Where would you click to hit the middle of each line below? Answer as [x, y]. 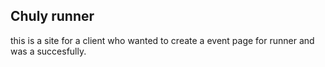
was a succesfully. [48, 51]
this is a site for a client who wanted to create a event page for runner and [162, 40]
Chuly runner [52, 16]
